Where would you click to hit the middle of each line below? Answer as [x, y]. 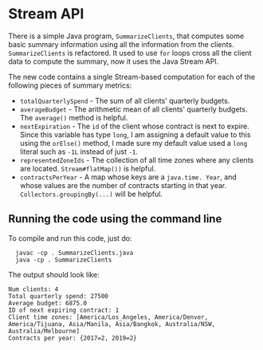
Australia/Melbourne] [44, 331]
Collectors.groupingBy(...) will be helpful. [91, 194]
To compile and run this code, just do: [71, 238]
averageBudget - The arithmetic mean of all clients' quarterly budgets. [133, 109]
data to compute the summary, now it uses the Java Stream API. [114, 61]
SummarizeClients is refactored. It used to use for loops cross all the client [130, 53]
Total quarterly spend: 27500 [59, 296]
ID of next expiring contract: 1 [64, 310]
